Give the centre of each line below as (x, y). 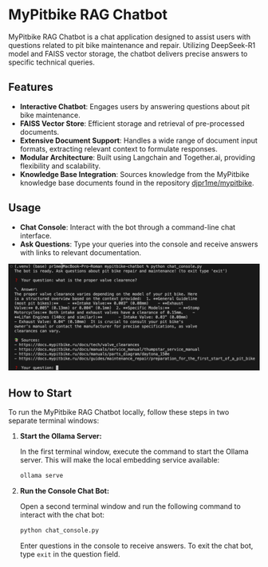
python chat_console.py (59, 530)
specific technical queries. (52, 62)
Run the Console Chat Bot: (65, 490)
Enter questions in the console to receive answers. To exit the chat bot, (136, 545)
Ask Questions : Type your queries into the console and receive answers (139, 244)
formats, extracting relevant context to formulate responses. (118, 148)
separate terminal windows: (54, 420)
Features (31, 87)
